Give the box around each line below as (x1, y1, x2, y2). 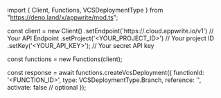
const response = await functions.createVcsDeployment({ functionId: (7, 69, 204, 76)
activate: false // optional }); (7, 83, 87, 91)
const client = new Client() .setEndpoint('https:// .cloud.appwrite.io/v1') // (7, 27, 214, 35)
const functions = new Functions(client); (7, 55, 123, 63)
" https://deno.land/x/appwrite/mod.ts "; (7, 13, 118, 22)
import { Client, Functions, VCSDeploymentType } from (7, 6, 163, 14)
